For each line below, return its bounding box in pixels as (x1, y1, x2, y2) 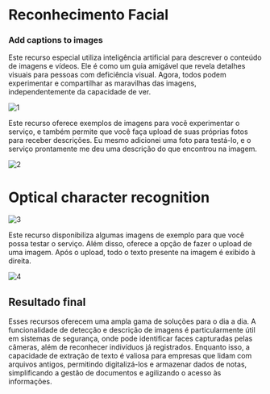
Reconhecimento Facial (8, 6, 169, 24)
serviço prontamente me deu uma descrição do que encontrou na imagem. (8, 144, 258, 154)
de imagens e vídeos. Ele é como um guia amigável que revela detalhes (8, 61, 246, 71)
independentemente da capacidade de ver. (8, 87, 152, 97)
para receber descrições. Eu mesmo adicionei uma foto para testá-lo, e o (8, 136, 251, 145)
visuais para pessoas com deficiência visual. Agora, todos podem (8, 70, 227, 80)
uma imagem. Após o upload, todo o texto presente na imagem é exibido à (8, 248, 255, 258)
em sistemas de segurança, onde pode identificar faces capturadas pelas (8, 333, 253, 344)
